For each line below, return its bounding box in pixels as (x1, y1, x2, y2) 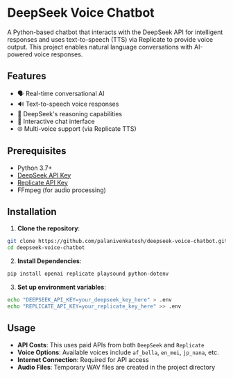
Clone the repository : (17, 224, 80, 233)
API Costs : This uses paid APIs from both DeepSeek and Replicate (17, 340, 205, 349)
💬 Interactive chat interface (17, 117, 95, 125)
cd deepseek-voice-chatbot (7, 244, 85, 251)
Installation (7, 205, 57, 217)
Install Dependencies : (17, 257, 82, 265)
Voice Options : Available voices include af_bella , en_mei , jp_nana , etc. (17, 348, 220, 356)
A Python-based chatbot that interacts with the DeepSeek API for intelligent (7, 28, 223, 36)
